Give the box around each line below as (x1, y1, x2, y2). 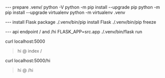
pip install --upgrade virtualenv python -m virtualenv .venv (5, 9, 126, 15)
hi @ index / (17, 48, 42, 54)
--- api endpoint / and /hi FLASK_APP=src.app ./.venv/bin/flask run (5, 29, 143, 34)
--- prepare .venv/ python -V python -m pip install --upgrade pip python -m (5, 4, 161, 10)
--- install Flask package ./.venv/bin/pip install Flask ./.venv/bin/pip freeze (5, 19, 157, 25)
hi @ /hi (17, 67, 33, 73)
